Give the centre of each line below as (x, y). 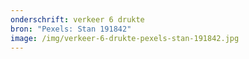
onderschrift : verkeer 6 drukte (77, 19)
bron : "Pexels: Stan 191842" (71, 29)
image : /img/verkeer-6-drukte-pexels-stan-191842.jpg (125, 38)
